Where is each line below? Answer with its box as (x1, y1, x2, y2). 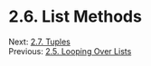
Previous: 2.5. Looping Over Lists (8, 45, 132, 56)
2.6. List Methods (8, 6, 142, 27)
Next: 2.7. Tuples (8, 36, 71, 47)
